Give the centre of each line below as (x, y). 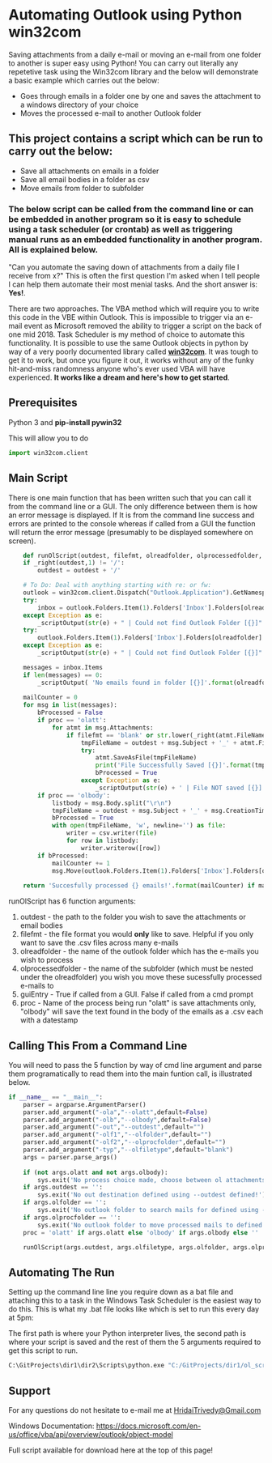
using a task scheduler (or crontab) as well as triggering (121, 229)
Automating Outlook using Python (125, 15)
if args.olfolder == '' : (65, 1203)
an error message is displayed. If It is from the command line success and (132, 515)
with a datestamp (49, 1020)
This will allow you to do (49, 438)
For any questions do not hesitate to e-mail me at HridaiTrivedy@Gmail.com (135, 1410)
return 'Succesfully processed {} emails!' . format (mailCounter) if (139, 886)
